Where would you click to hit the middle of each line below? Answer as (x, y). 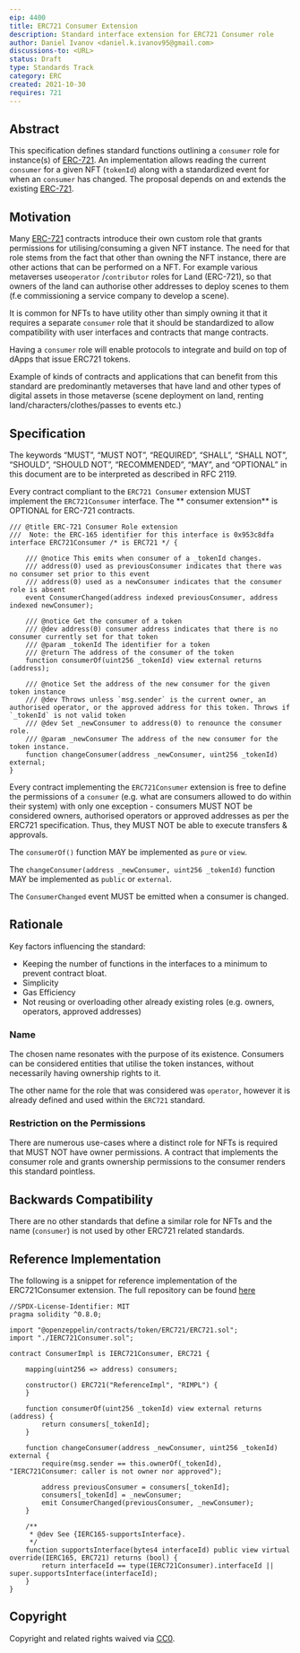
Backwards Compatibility (81, 1199)
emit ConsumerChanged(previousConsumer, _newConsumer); (148, 1503)
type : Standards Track (51, 68)
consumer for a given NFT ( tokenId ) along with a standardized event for (139, 170)
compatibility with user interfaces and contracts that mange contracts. (139, 332)
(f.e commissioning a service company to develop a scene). (120, 296)
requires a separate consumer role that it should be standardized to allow (142, 323)
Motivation (40, 217)
